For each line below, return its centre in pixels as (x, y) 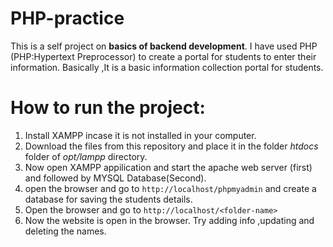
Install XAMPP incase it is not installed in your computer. (140, 135)
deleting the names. (65, 231)
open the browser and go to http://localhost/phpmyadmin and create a (170, 188)
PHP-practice (67, 18)
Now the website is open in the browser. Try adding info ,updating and (169, 220)
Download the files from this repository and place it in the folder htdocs (171, 146)
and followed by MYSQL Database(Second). (115, 178)
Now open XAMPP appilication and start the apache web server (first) (168, 167)
